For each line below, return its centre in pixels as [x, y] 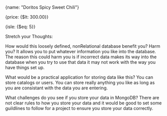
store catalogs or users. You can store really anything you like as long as [80, 83]
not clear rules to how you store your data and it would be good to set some [83, 103]
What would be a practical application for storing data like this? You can [79, 77]
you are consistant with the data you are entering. [56, 88]
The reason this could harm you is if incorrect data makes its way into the [81, 57]
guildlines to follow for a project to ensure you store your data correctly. [79, 108]
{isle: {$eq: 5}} [21, 27]
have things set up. [25, 68]
